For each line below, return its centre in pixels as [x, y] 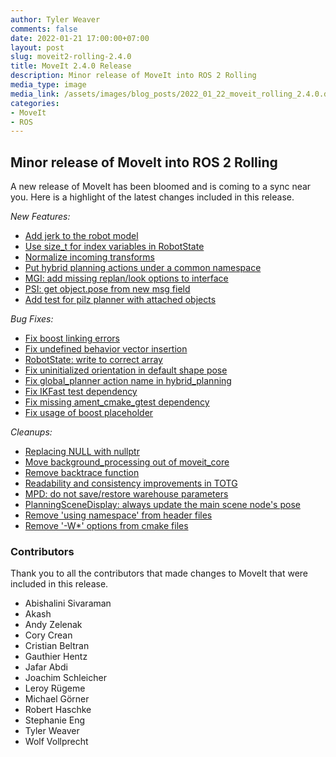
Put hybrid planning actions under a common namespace [143, 268]
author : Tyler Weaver [55, 19]
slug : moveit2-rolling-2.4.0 [71, 57]
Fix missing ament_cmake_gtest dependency [117, 402]
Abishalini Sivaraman [68, 603]
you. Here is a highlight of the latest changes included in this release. [152, 197]
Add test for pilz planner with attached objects [120, 300]
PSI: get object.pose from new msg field [107, 289]
